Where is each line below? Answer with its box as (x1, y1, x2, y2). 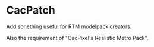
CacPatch (6, 4, 55, 17)
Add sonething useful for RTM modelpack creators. (6, 23, 132, 30)
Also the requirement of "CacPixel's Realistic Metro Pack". (6, 34, 149, 41)
